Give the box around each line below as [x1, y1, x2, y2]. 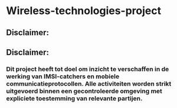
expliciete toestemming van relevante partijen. [6, 94, 143, 102]
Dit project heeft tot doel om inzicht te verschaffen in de [6, 65, 169, 73]
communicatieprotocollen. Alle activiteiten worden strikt [6, 79, 172, 87]
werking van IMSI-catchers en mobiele [6, 72, 120, 80]
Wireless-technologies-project [6, 4, 161, 18]
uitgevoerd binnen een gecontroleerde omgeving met [6, 87, 162, 95]
